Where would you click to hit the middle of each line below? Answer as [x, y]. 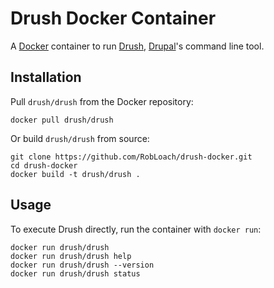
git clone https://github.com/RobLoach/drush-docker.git [131, 157]
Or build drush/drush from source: [80, 138]
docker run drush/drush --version [82, 265]
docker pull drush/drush [62, 120]
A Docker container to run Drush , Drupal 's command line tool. [137, 46]
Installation [46, 77]
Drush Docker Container [113, 18]
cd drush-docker [44, 165]
